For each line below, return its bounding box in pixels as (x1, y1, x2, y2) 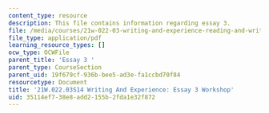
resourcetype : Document (8, 78, 88, 86)
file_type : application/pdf (8, 33, 102, 42)
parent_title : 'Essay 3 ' (8, 56, 94, 64)
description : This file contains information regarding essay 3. (8, 19, 231, 27)
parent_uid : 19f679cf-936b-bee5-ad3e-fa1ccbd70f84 (8, 71, 181, 79)
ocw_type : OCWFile (8, 49, 70, 56)
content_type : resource (8, 11, 88, 20)
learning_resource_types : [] (8, 41, 106, 49)
